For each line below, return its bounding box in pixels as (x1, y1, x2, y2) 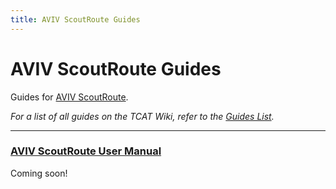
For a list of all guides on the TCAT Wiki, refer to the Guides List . (10, 110, 275, 122)
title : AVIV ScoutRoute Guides (10, 14, 141, 25)
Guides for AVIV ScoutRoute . (10, 91, 129, 103)
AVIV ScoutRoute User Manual (10, 144, 162, 158)
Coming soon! (10, 167, 68, 179)
